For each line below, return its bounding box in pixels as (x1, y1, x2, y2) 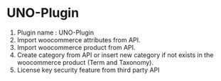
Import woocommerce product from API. (16, 43, 136, 51)
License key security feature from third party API (16, 66, 160, 74)
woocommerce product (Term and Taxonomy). (16, 58, 154, 66)
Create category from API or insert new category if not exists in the (16, 51, 214, 59)
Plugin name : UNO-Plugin (16, 28, 95, 37)
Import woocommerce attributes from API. (16, 35, 141, 44)
